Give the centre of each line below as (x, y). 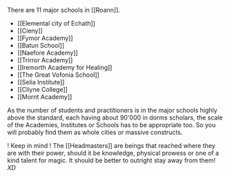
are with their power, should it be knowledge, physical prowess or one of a (113, 153)
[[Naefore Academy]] (47, 53)
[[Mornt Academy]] (45, 97)
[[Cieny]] (30, 31)
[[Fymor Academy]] (45, 38)
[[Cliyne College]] (42, 90)
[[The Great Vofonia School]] (58, 75)
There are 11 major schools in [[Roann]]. (64, 10)
